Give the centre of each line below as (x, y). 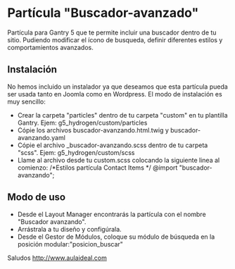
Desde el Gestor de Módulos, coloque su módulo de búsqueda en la (116, 237)
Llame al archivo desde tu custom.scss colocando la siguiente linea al (119, 160)
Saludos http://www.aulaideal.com (57, 258)
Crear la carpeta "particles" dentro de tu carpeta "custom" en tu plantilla (122, 115)
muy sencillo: (26, 101)
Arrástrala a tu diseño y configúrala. (69, 229)
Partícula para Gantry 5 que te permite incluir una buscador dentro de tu (112, 32)
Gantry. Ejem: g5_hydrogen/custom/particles (82, 123)
